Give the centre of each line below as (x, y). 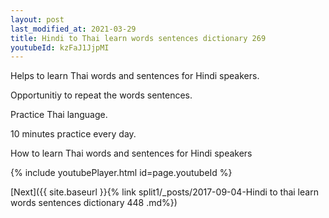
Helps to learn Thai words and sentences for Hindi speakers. (135, 76)
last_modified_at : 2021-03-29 (73, 29)
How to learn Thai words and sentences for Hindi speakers (131, 153)
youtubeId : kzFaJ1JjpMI (60, 47)
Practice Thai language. (59, 115)
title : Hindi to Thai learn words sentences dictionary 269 (138, 38)
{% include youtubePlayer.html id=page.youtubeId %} (121, 173)
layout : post (37, 19)
